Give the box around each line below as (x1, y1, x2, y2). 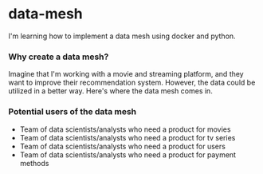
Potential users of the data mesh (8, 106, 137, 117)
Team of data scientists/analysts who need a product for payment (19, 149, 237, 160)
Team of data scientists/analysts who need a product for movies (19, 125, 231, 134)
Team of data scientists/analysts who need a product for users (19, 141, 226, 151)
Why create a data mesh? (8, 51, 109, 62)
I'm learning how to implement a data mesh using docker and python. (8, 31, 237, 41)
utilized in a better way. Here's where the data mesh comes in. (8, 86, 213, 96)
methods (19, 158, 49, 168)
